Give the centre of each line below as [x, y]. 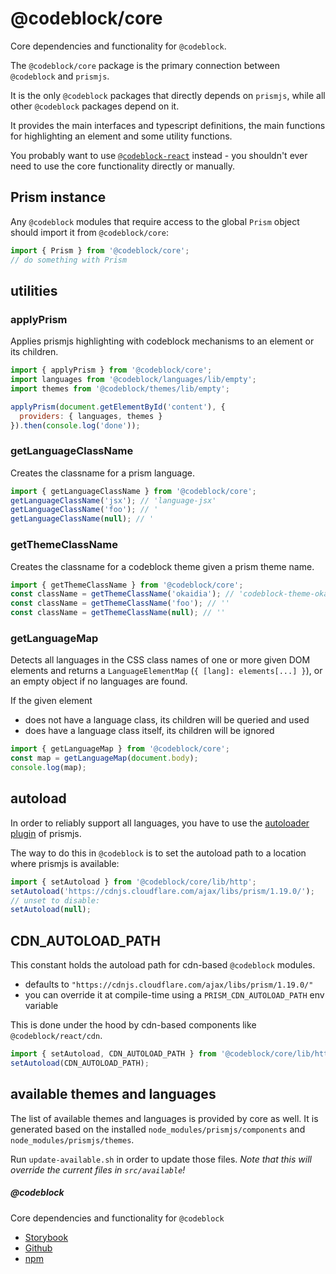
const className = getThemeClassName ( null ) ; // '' [118, 613]
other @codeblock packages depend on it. [95, 106]
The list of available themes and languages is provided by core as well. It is [164, 1118]
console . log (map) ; [48, 768]
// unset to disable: [55, 900]
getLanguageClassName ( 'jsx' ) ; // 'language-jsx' [113, 500]
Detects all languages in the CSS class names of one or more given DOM [160, 660]
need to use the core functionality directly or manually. [123, 166]
